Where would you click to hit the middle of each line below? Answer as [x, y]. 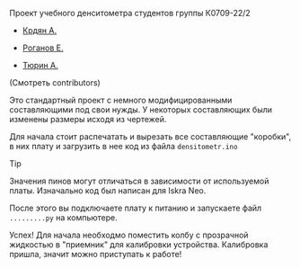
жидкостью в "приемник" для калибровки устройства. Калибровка [139, 245]
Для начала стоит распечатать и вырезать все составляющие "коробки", [150, 137]
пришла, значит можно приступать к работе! [96, 254]
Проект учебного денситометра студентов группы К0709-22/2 [130, 13]
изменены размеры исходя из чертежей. [88, 119]
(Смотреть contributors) [55, 83]
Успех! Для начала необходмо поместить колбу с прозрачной [129, 235]
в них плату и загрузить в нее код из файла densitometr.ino [124, 146]
